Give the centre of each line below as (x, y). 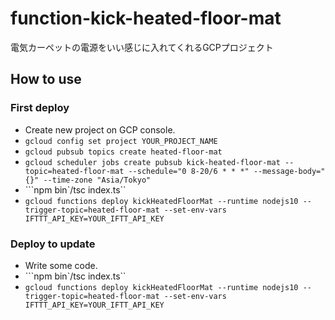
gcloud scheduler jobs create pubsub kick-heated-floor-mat (152, 162)
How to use (46, 79)
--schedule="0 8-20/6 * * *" (189, 171)
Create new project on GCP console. (100, 129)
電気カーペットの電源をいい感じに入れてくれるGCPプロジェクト (142, 47)
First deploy (40, 108)
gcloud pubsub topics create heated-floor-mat (123, 152)
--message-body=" (289, 171)
